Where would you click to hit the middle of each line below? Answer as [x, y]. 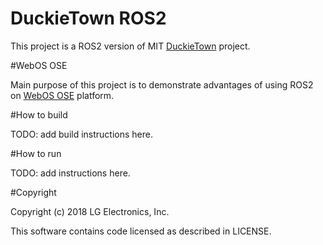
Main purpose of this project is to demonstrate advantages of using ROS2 [162, 84]
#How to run [36, 153]
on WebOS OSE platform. [62, 95]
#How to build [39, 114]
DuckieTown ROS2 [88, 18]
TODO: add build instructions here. [82, 134]
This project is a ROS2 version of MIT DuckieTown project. [130, 46]
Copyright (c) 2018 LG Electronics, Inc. [90, 211]
